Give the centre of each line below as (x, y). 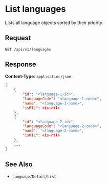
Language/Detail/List (34, 177)
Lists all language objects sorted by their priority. (54, 23)
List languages (35, 9)
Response (21, 65)
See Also (19, 165)
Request (18, 38)
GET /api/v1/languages (28, 49)
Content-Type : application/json (38, 76)
